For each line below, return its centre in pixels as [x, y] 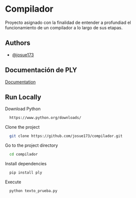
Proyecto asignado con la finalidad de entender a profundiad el [68, 22]
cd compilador [24, 155]
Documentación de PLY [41, 70]
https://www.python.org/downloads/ [45, 118]
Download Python [23, 109]
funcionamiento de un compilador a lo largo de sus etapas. [64, 27]
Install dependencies [26, 164]
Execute [13, 182]
